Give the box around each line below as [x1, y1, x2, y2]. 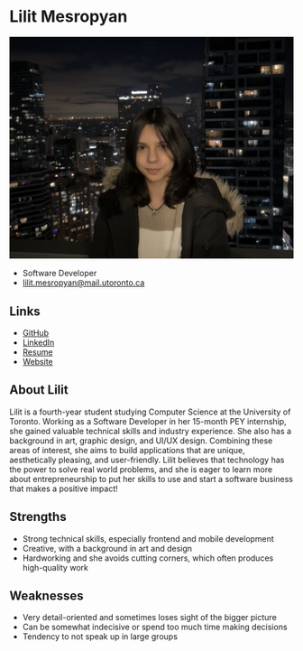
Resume [22, 347, 53, 358]
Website [22, 357, 54, 367]
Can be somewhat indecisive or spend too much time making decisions [22, 621, 288, 633]
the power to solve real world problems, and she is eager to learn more [9, 463, 273, 475]
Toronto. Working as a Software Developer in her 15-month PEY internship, [9, 415, 287, 426]
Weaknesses [9, 589, 84, 604]
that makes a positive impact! [9, 483, 119, 494]
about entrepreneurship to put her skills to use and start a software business [9, 473, 293, 484]
